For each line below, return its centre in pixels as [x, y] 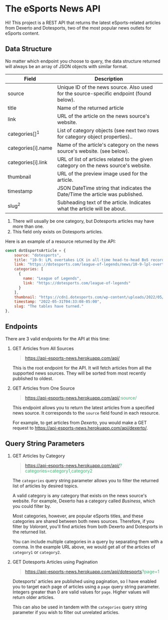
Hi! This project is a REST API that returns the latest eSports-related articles [83, 23]
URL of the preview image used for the [102, 173]
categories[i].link [27, 162]
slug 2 [14, 205]
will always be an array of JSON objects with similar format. [66, 66]
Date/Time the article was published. [100, 194]
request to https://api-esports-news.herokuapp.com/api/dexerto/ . [80, 428]
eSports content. [22, 33]
